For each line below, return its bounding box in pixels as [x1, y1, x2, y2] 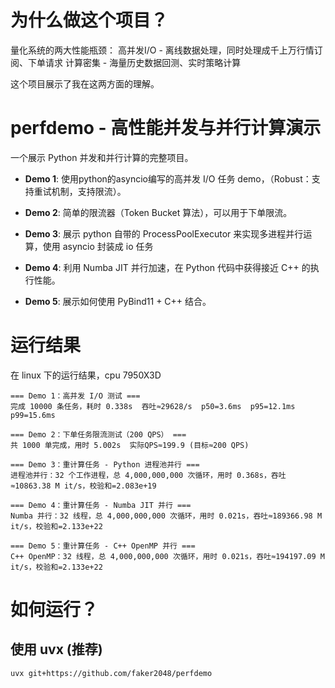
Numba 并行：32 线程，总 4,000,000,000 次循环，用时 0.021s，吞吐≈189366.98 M [10, 511, 323, 521]
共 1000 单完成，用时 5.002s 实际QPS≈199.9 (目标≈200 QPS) [10, 440, 250, 450]
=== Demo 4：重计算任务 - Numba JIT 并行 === [10, 500, 192, 510]
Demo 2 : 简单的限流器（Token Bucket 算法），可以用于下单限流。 [24, 206, 293, 218]
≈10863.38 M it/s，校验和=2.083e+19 [10, 481, 157, 491]
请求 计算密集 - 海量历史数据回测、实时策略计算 [44, 56, 242, 68]
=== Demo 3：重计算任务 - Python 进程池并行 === [10, 459, 200, 470]
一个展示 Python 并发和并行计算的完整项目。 [10, 151, 194, 163]
